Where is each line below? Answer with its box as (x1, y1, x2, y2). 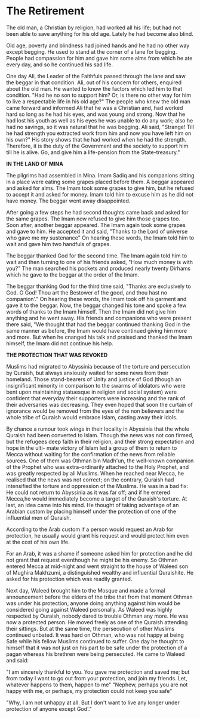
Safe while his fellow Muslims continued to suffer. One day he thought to (6, 637, 184, 645)
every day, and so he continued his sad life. (6, 61, 113, 68)
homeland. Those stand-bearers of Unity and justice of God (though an (6, 375, 181, 383)
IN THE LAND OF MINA (6, 160, 64, 167)
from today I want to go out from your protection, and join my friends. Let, (6, 674, 187, 682)
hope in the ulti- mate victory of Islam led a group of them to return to (6, 444, 177, 452)
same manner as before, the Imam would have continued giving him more (6, 327, 187, 334)
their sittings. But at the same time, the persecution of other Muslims (6, 625, 175, 632)
